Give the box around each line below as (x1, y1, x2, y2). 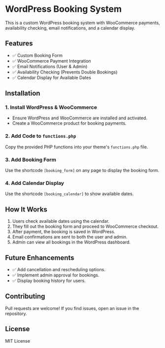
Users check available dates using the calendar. (12, 218, 110, 224)
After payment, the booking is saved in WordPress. (12, 229, 116, 235)
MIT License (5, 338, 31, 344)
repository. (5, 311, 27, 316)
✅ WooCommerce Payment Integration (12, 58, 91, 64)
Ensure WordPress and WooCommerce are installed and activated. (12, 115, 148, 121)
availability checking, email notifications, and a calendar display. (5, 25, 135, 31)
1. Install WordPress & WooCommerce (5, 104, 98, 111)
